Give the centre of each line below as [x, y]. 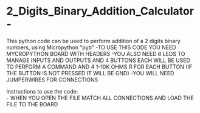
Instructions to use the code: [42, 91]
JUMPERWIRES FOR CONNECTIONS [52, 80]
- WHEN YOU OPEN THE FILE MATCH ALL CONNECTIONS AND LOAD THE [100, 98]
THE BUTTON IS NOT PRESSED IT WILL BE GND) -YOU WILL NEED [90, 73]
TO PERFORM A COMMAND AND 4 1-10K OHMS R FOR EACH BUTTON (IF [99, 67]
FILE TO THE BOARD [32, 104]
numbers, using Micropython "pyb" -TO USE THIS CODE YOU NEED [91, 47]
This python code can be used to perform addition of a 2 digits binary [93, 41]
